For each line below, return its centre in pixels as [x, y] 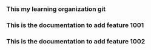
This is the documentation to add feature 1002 [76, 41]
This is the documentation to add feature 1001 [75, 25]
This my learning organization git [56, 9]
